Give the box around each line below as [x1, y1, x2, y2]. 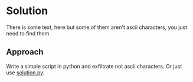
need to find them [6, 29, 50, 37]
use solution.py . [6, 69, 45, 76]
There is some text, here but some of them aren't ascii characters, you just [6, 24, 188, 31]
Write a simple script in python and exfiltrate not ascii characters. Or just [6, 63, 182, 70]
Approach [6, 47, 44, 57]
